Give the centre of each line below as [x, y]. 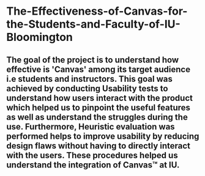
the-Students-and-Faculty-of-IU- [93, 24]
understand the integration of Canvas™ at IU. [93, 165]
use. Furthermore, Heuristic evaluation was [91, 127]
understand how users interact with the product [99, 98]
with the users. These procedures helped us [92, 155]
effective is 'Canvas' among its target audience [99, 69]
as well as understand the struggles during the [97, 117]
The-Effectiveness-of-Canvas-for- [97, 11]
